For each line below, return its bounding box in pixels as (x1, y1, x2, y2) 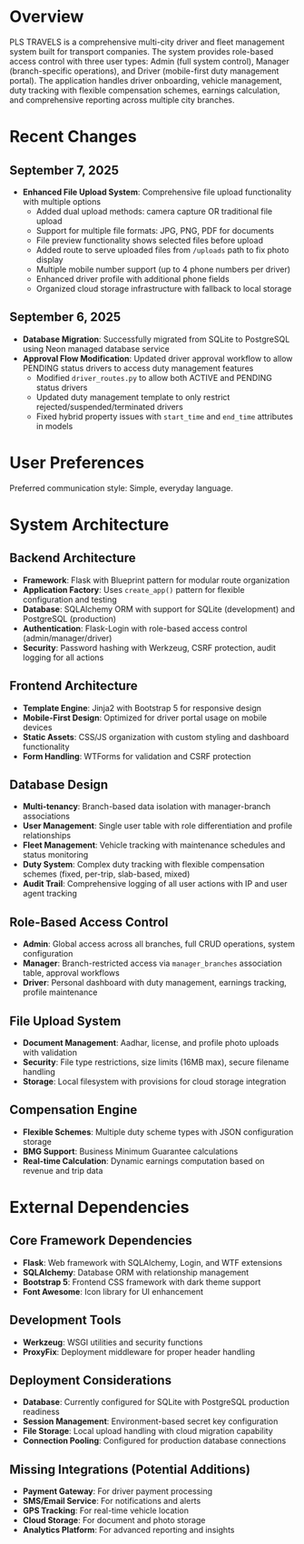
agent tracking (22, 888, 77, 899)
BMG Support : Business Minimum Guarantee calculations (22, 1146, 239, 1157)
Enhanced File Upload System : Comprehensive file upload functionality (22, 186, 292, 197)
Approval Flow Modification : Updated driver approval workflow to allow (22, 353, 293, 364)
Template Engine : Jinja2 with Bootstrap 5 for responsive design (22, 702, 261, 713)
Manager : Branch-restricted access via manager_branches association (22, 957, 283, 969)
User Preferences (9, 452, 145, 473)
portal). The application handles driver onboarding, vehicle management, (9, 75, 283, 85)
